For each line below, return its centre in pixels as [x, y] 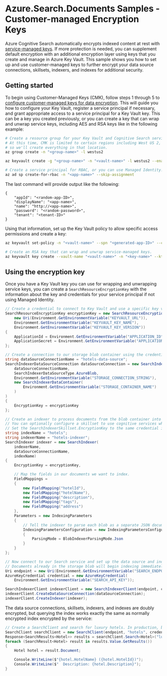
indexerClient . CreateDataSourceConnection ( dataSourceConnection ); [75, 594]
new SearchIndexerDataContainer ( [49, 382]
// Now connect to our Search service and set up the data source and [80, 562]
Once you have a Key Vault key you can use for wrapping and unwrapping [81, 284]
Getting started [29, 86]
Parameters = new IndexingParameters [53, 516]
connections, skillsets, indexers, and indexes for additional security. [74, 70]
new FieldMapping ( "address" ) [53, 507]
